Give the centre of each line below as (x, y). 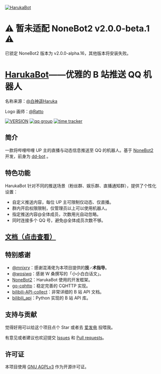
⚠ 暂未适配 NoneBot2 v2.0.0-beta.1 (77, 29)
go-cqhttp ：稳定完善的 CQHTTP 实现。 (51, 286)
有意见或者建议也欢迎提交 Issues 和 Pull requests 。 (56, 338)
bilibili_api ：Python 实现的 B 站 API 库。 (51, 298)
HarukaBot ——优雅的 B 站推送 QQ (73, 75)
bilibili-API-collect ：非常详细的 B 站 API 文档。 (58, 292)
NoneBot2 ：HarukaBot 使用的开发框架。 (52, 279)
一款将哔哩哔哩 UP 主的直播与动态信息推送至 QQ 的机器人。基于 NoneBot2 (79, 150)
